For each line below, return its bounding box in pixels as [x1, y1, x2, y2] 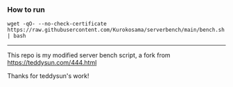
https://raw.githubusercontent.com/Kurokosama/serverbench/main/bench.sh [7, 26, 225, 34]
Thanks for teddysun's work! [7, 72, 89, 80]
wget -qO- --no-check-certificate [7, 21, 107, 28]
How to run [7, 5, 45, 14]
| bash [7, 32, 26, 39]
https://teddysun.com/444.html [7, 59, 97, 67]
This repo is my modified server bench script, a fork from [7, 51, 171, 59]
